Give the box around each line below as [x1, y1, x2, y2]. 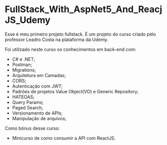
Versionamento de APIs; [12, 110, 63, 116]
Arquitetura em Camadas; [12, 72, 66, 78]
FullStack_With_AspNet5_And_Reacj [5, 4, 162, 15]
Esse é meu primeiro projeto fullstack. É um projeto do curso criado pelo [5, 31, 156, 37]
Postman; [12, 61, 32, 67]
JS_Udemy [5, 14, 51, 26]
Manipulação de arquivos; [12, 115, 66, 121]
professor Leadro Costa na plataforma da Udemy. [5, 37, 109, 43]
